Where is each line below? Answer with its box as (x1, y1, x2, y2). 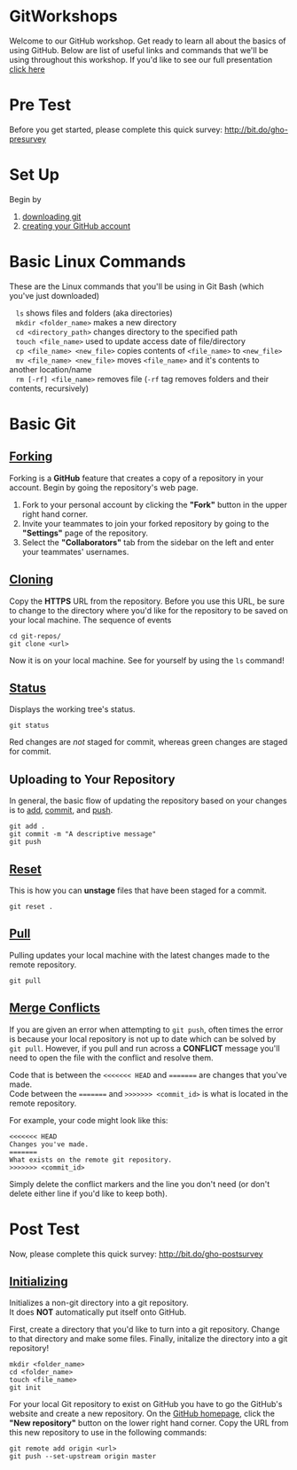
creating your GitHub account (21, 220, 131, 231)
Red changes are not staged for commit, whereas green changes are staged (9, 737, 288, 747)
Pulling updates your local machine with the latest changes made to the (9, 950, 270, 960)
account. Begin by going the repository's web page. (9, 481, 199, 493)
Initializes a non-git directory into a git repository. (9, 1297, 189, 1309)
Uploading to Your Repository (9, 771, 176, 786)
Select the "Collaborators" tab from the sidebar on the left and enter (21, 536, 275, 547)
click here (9, 64, 46, 74)
